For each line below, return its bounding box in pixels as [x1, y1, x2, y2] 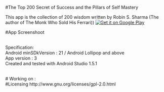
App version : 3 [5, 55, 37, 61]
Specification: [5, 44, 34, 50]
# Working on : [5, 76, 36, 81]
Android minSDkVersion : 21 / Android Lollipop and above [5, 50, 125, 56]
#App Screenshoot [5, 29, 45, 35]
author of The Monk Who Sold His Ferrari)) [5, 20, 95, 25]
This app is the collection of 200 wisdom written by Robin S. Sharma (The [5, 14, 159, 20]
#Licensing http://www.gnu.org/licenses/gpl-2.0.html [5, 81, 116, 87]
